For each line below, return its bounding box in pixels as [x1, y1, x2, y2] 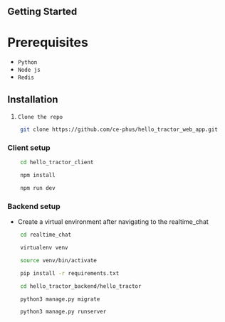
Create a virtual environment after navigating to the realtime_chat [17, 218, 209, 226]
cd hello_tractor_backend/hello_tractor [20, 282, 142, 290]
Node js [17, 67, 41, 74]
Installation [7, 93, 58, 105]
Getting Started [7, 6, 78, 18]
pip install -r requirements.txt [20, 269, 120, 277]
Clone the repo [17, 114, 63, 121]
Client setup [7, 142, 51, 152]
